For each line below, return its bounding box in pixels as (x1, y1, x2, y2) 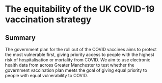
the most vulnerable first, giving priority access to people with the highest (5, 52, 155, 57)
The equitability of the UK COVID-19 (5, 3, 155, 15)
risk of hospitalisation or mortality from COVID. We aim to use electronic (5, 57, 151, 62)
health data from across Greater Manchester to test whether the (5, 62, 135, 68)
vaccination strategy (5, 14, 92, 25)
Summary (5, 33, 36, 42)
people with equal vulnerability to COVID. (5, 73, 88, 78)
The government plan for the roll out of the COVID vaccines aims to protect (5, 47, 157, 52)
